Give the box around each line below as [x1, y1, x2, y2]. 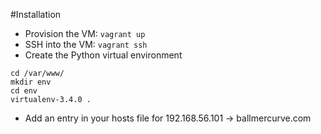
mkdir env [10, 77, 52, 87]
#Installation [10, 9, 62, 20]
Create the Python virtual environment [24, 49, 183, 61]
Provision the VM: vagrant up [24, 28, 146, 39]
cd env [10, 86, 38, 96]
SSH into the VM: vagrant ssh [24, 39, 148, 50]
